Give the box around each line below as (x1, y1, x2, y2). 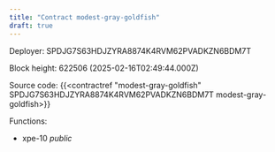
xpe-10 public (21, 133, 73, 143)
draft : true (9, 21, 53, 30)
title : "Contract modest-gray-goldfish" (9, 12, 161, 22)
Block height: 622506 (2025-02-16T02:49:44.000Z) (9, 63, 199, 73)
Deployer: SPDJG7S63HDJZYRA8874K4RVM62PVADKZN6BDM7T (9, 45, 252, 56)
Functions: (9, 116, 48, 126)
